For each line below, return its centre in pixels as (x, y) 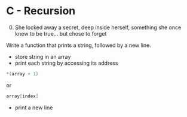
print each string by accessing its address (66, 63)
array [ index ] (22, 96)
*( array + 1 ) (22, 74)
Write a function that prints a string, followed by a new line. (79, 45)
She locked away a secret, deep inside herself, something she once (98, 27)
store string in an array (43, 56)
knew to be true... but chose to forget (61, 33)
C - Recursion (41, 11)
